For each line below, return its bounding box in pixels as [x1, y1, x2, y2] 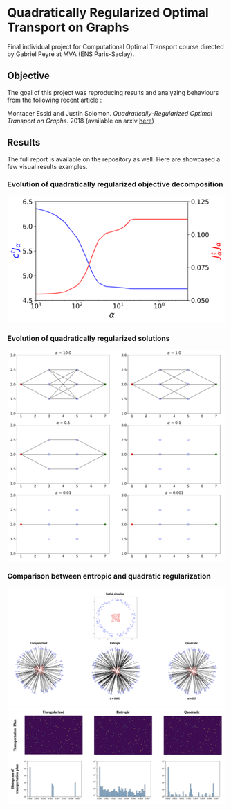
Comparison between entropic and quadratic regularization [7, 571, 211, 581]
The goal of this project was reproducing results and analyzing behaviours [7, 88, 219, 96]
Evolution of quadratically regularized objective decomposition [7, 179, 223, 189]
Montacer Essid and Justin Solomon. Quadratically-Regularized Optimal [7, 109, 213, 117]
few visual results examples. [7, 162, 88, 170]
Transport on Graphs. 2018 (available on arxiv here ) [7, 116, 154, 125]
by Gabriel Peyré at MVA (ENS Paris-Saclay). [7, 50, 135, 58]
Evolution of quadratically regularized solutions [7, 334, 170, 344]
